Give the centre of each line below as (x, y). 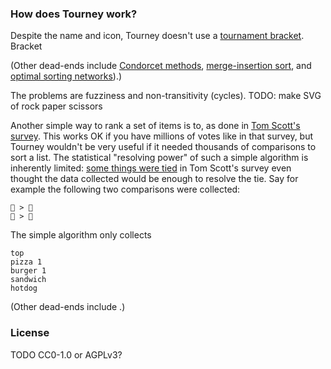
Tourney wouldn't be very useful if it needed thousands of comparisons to (163, 147)
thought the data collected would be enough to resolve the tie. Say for (154, 179)
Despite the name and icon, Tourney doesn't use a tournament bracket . (157, 36)
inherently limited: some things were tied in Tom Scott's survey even (151, 168)
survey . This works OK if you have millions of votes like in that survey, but (162, 136)
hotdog (24, 288)
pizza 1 (26, 262)
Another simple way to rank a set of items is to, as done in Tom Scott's (155, 126)
